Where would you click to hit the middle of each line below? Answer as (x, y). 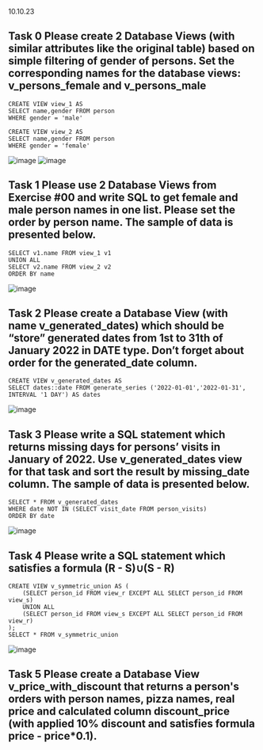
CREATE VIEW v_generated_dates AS (65, 381)
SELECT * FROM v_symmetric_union (63, 635)
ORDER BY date (32, 516)
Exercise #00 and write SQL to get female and (124, 198)
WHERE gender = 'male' (46, 118)
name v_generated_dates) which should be (116, 326)
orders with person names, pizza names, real (122, 699)
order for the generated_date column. (103, 363)
